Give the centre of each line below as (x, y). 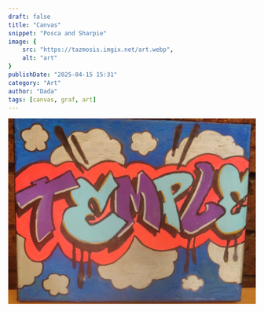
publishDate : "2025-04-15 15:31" (63, 75)
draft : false (29, 17)
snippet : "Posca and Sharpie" (58, 33)
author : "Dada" (33, 91)
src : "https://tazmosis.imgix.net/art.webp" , (98, 50)
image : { (22, 42)
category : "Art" (35, 83)
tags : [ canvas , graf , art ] (52, 99)
